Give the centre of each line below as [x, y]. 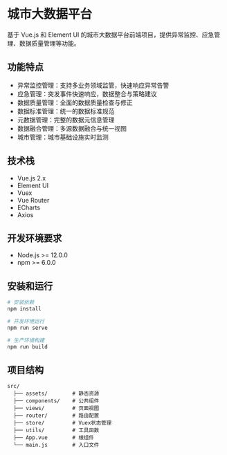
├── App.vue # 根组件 [54, 438]
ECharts [28, 207]
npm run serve [28, 328]
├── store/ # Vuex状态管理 [63, 423]
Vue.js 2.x [31, 178]
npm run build [28, 346]
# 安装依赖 [21, 303]
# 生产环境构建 [26, 340]
